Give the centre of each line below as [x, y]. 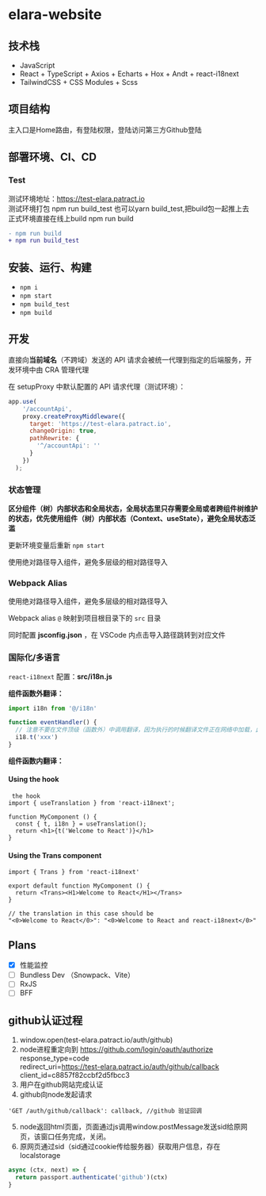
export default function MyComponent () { [79, 886]
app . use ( [23, 401]
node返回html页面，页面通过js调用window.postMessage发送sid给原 [130, 1127]
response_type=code [54, 1058]
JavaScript [37, 65]
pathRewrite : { [54, 439]
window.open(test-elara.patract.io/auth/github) [96, 1040]
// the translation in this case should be [81, 914]
